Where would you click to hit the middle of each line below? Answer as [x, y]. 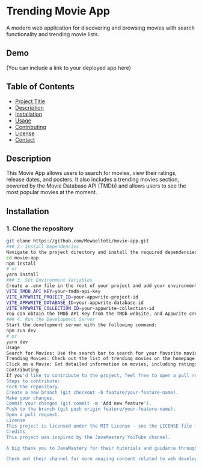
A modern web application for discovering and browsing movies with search [101, 28]
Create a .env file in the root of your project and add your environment [102, 286]
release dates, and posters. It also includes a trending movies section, [93, 180]
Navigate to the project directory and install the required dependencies [102, 252]
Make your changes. [31, 398]
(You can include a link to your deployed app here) [69, 68]
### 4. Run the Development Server [51, 320]
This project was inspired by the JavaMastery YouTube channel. [88, 437]
